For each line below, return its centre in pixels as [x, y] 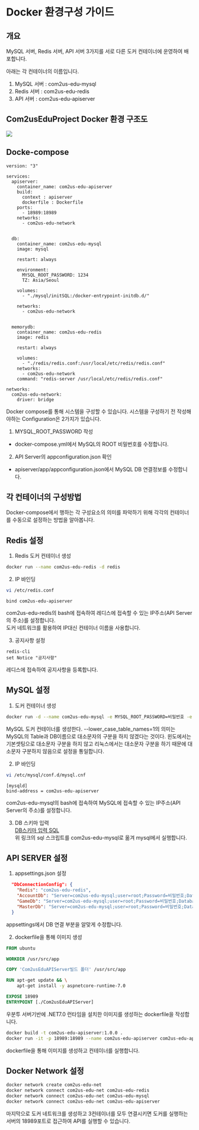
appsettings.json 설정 [41, 874]
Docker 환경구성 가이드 [60, 12]
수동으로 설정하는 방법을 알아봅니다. [53, 520]
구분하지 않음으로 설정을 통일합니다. [63, 751]
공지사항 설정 [30, 640]
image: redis [33, 337]
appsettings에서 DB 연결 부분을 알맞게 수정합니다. [64, 924]
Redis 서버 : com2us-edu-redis [52, 91]
